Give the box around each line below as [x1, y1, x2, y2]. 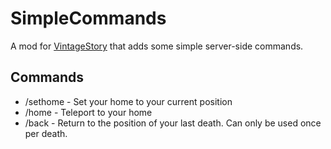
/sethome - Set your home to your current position [24, 95, 233, 107]
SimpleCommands [10, 7, 167, 30]
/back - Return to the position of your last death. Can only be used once [24, 117, 322, 129]
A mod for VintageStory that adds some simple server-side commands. [10, 40, 304, 52]
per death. [24, 127, 68, 139]
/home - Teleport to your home [24, 106, 153, 118]
